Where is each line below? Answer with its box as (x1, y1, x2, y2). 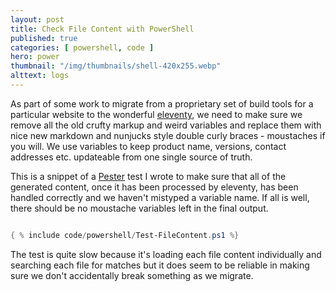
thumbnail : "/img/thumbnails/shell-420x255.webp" (10, 61, 222, 71)
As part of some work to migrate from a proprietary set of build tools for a (10, 97, 314, 110)
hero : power (10, 52, 60, 62)
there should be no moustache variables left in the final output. (10, 202, 269, 214)
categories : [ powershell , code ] (10, 42, 155, 53)
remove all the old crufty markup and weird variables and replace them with (10, 119, 322, 131)
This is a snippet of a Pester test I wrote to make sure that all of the (10, 170, 287, 182)
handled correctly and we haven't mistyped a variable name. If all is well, (10, 191, 310, 203)
